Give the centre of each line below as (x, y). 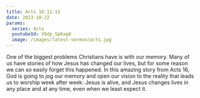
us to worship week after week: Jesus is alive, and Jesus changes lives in (97, 82)
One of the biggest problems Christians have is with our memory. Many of (98, 57)
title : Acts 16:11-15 (33, 12)
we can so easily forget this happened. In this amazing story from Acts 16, (98, 69)
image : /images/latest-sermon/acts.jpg (62, 40)
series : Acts (28, 29)
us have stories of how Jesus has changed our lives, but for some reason (97, 63)
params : (16, 23)
